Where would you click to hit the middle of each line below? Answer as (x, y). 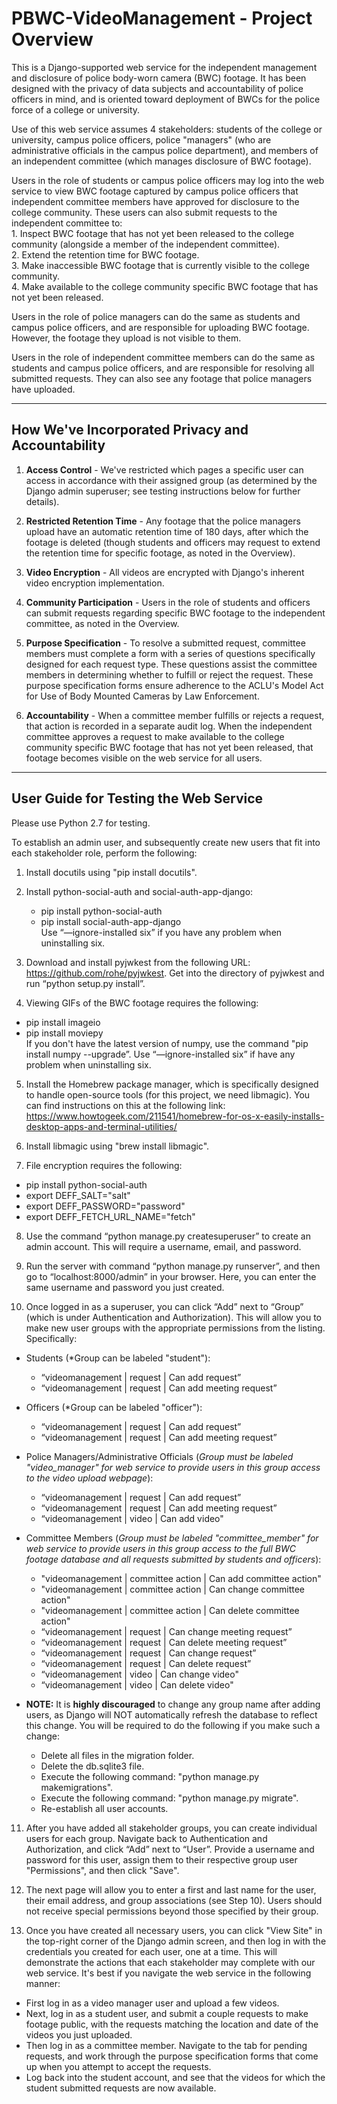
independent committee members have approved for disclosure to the (155, 201)
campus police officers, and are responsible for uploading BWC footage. (160, 327)
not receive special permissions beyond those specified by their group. (172, 1911)
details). (42, 501)
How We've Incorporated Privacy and (130, 430)
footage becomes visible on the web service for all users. (144, 758)
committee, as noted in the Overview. (102, 623)
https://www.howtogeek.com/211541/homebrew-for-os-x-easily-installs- (175, 1116)
